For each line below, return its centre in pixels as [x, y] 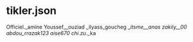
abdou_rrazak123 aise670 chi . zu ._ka [51, 33]
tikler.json [31, 11]
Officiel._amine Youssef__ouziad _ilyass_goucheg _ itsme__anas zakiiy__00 [96, 27]
